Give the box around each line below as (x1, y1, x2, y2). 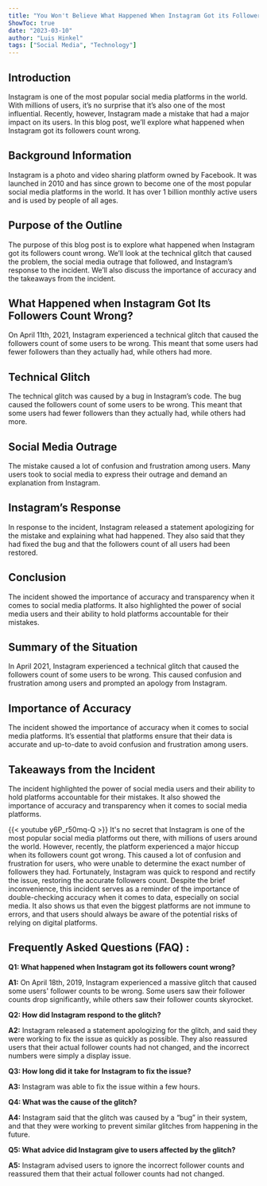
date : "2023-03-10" (8, 26, 73, 34)
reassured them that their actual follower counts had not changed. (8, 1168, 225, 1178)
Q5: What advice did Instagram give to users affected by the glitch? (8, 1145, 236, 1154)
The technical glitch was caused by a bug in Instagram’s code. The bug (8, 391, 242, 401)
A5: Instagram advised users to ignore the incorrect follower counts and (8, 1160, 245, 1170)
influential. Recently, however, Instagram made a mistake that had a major (8, 108, 250, 118)
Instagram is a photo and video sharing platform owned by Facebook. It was (8, 170, 257, 179)
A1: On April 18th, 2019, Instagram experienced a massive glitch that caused (8, 977, 257, 987)
